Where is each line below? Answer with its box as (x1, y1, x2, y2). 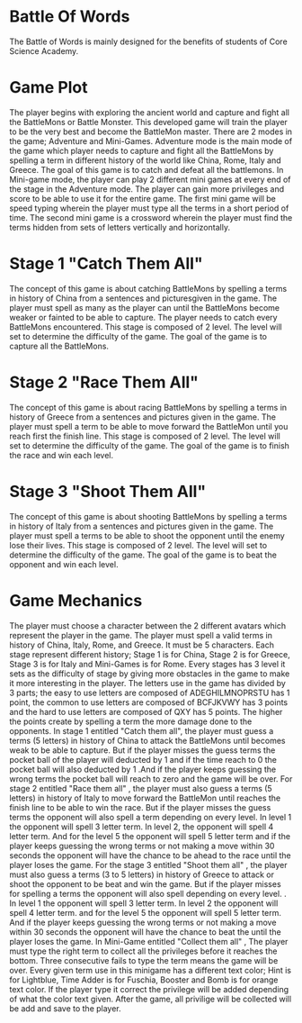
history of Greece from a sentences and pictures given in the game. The (9, 412, 277, 422)
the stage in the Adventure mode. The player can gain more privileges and (9, 183, 285, 195)
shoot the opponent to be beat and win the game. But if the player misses (9, 878, 281, 889)
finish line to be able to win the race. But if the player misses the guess (9, 801, 271, 812)
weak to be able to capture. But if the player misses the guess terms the (9, 745, 276, 756)
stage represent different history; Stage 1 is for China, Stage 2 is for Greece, (9, 648, 290, 659)
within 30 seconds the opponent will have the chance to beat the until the (9, 926, 281, 937)
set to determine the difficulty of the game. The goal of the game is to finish (9, 439, 290, 451)
